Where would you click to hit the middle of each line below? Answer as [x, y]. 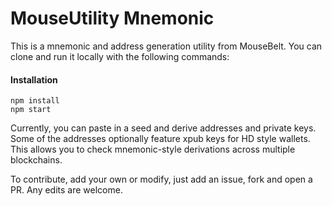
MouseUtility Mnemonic [112, 18]
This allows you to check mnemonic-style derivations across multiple [153, 149]
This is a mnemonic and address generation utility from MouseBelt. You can [166, 46]
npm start [31, 110]
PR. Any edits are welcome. [66, 190]
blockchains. [36, 160]
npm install [35, 101]
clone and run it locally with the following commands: [120, 56]
